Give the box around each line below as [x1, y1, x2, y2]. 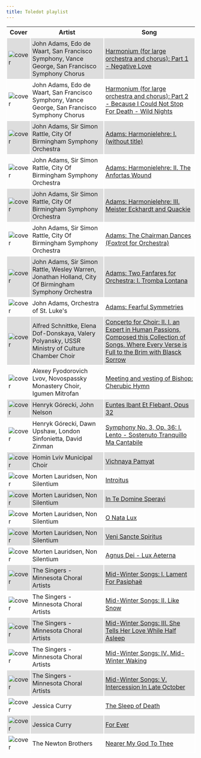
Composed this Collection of [105, 332, 186, 341]
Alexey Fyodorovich [32, 367, 88, 375]
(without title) [105, 137, 143, 145]
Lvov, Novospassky [32, 374, 87, 382]
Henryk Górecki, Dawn [32, 419, 96, 427]
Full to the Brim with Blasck [105, 347, 182, 356]
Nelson [32, 408, 53, 416]
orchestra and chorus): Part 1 [105, 54, 189, 63]
